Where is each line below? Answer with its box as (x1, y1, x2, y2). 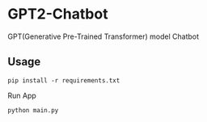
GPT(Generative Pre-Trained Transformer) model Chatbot (7, 32, 200, 41)
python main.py (7, 106, 59, 114)
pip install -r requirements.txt (7, 76, 120, 85)
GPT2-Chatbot (7, 5, 108, 23)
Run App (7, 90, 37, 100)
